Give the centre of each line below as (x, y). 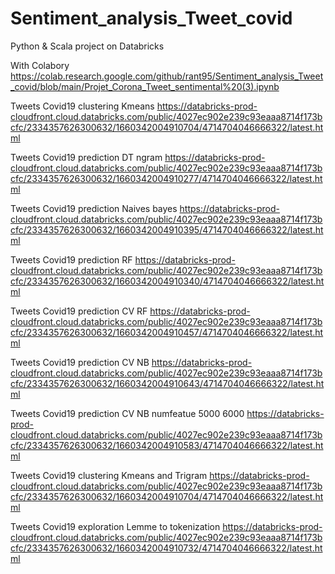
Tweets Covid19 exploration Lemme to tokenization (115, 526)
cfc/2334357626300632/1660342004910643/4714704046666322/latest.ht (167, 383)
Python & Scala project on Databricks (87, 46)
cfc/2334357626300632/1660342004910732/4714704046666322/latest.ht (166, 548)
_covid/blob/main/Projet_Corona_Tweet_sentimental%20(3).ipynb (145, 86)
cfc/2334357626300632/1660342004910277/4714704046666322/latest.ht (166, 178)
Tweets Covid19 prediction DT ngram (86, 157)
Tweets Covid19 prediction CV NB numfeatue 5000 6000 (127, 413)
